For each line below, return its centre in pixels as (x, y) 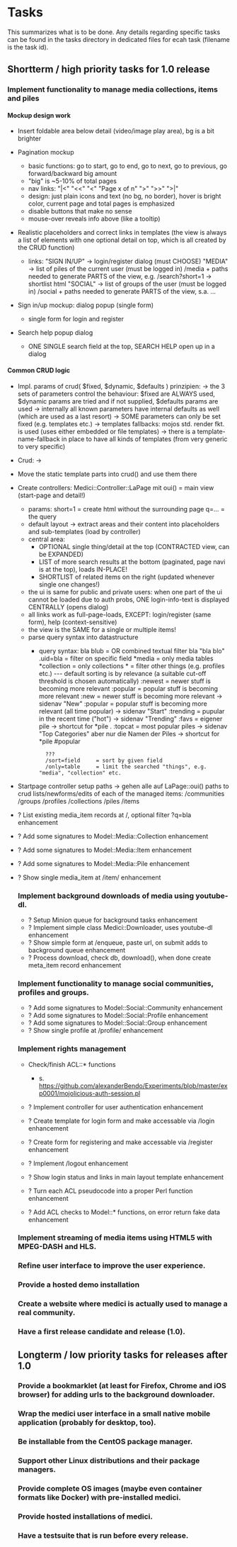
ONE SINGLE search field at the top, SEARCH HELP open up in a (122, 346)
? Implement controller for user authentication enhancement (116, 1107)
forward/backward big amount (73, 174)
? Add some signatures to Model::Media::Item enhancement (105, 850)
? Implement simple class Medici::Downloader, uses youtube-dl (120, 927)
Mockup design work (39, 115)
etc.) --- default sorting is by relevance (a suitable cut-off (122, 673)
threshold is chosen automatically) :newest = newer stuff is (125, 681)
